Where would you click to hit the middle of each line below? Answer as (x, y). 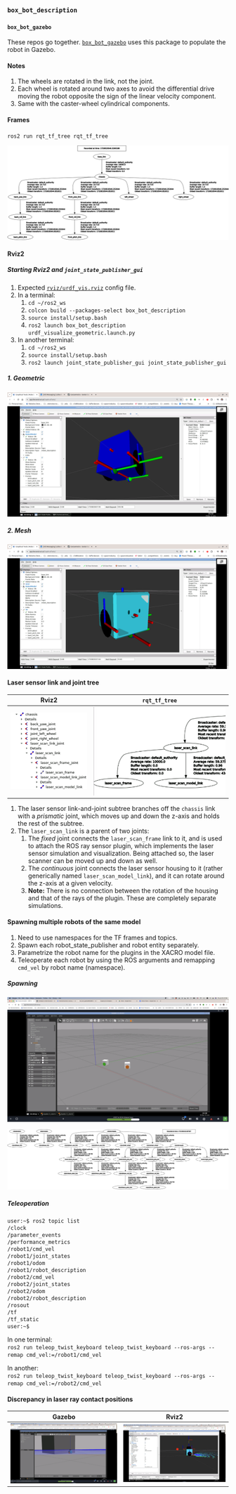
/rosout (19, 1306)
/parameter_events (34, 1235)
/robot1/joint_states (39, 1256)
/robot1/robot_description (47, 1271)
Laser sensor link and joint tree (53, 682)
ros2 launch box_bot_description (77, 325)
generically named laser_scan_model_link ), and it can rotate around (126, 876)
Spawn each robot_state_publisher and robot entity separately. (108, 945)
